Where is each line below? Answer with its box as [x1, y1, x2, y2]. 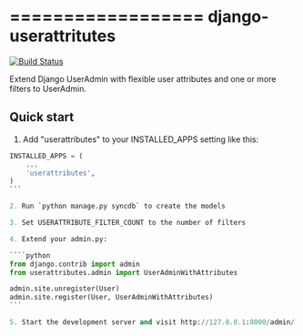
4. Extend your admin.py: [9, 234, 107, 243]
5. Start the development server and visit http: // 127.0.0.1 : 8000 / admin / [9, 318, 296, 327]
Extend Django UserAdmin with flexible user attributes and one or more [9, 73, 277, 84]
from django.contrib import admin [9, 260, 141, 269]
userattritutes [9, 25, 116, 46]
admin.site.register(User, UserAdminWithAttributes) [9, 293, 214, 302]
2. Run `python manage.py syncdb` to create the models [9, 202, 226, 211]
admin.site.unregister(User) [9, 284, 120, 293]
